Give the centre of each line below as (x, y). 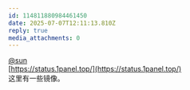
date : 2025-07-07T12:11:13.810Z (62, 23)
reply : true (28, 30)
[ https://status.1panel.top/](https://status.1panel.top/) (95, 69)
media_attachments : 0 (44, 38)
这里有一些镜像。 (36, 78)
